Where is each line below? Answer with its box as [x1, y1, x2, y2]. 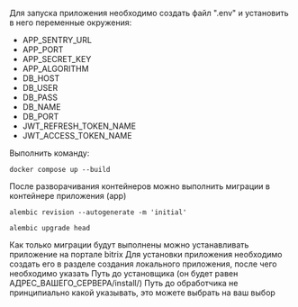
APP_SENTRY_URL [22, 35, 93, 45]
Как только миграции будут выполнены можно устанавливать [9, 239, 249, 250]
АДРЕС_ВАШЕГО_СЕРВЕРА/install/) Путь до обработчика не [9, 278, 239, 288]
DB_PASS [22, 92, 59, 103]
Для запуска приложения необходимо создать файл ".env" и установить [9, 8, 290, 18]
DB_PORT [22, 112, 59, 122]
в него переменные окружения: [9, 17, 132, 28]
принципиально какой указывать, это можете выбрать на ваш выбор [9, 287, 276, 298]
